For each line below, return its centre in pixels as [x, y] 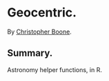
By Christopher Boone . [40, 32]
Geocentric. [42, 13]
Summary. [30, 53]
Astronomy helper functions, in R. [54, 69]
